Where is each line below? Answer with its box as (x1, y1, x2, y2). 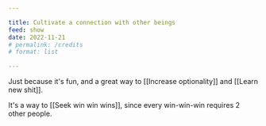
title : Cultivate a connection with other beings (8, 18, 176, 26)
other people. (8, 109, 52, 119)
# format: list (8, 48, 59, 56)
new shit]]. (8, 85, 44, 95)
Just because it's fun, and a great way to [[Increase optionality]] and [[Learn (8, 77, 259, 86)
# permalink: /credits (8, 40, 83, 48)
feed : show (8, 25, 44, 34)
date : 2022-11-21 (8, 33, 66, 41)
